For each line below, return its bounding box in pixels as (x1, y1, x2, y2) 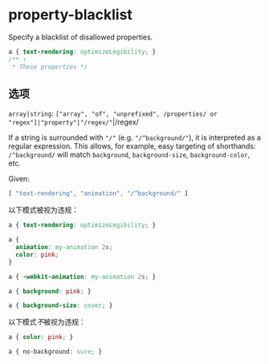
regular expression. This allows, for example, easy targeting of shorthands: (8, 141, 256, 151)
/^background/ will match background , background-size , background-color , (8, 150, 251, 160)
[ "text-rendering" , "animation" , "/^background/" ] (8, 190, 189, 198)
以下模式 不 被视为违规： (8, 317, 86, 327)
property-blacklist (8, 6, 132, 24)
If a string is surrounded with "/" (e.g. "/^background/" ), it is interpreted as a (8, 133, 261, 142)
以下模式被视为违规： (8, 205, 79, 215)
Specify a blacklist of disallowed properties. (8, 32, 153, 42)
